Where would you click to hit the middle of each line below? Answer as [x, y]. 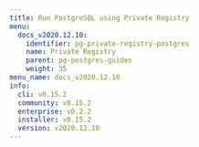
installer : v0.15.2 [55, 120]
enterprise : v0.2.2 [55, 111]
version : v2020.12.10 [59, 129]
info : [20, 86]
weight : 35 [47, 69]
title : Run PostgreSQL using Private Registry [99, 18]
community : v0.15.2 [55, 103]
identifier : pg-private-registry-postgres [108, 43]
